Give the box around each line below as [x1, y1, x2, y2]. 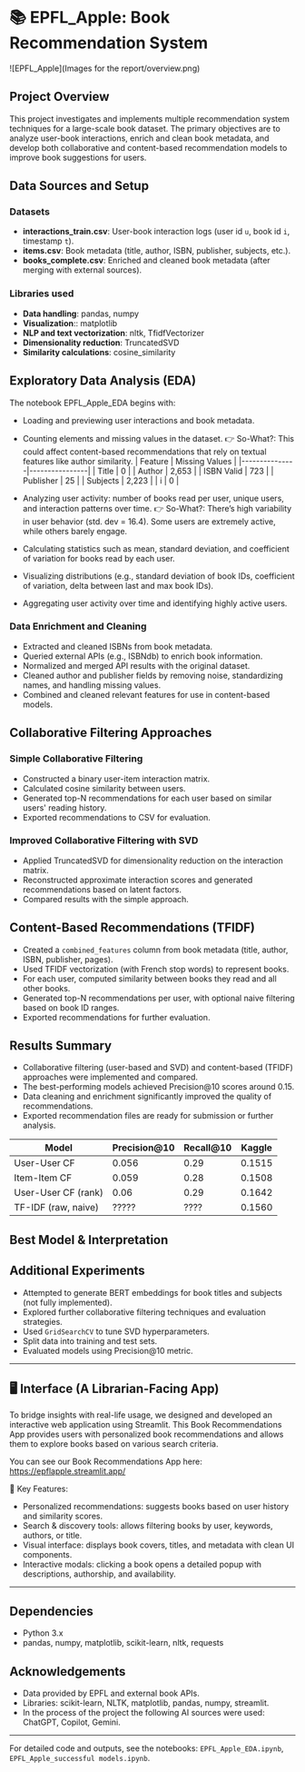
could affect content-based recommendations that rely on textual [22, 446, 267, 457]
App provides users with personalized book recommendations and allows [9, 1429, 284, 1440]
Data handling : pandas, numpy [22, 308, 139, 319]
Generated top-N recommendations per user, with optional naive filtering [22, 992, 295, 1003]
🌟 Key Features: [9, 1483, 69, 1495]
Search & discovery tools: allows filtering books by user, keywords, [22, 1520, 274, 1531]
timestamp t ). [22, 235, 74, 246]
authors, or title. [22, 1530, 83, 1541]
